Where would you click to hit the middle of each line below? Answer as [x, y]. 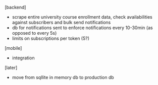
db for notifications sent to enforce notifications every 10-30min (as [82, 28]
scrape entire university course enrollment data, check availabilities [82, 17]
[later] [11, 68]
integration [23, 58]
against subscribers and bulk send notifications [61, 22]
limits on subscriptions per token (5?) [50, 38]
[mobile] [13, 48]
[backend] [15, 7]
